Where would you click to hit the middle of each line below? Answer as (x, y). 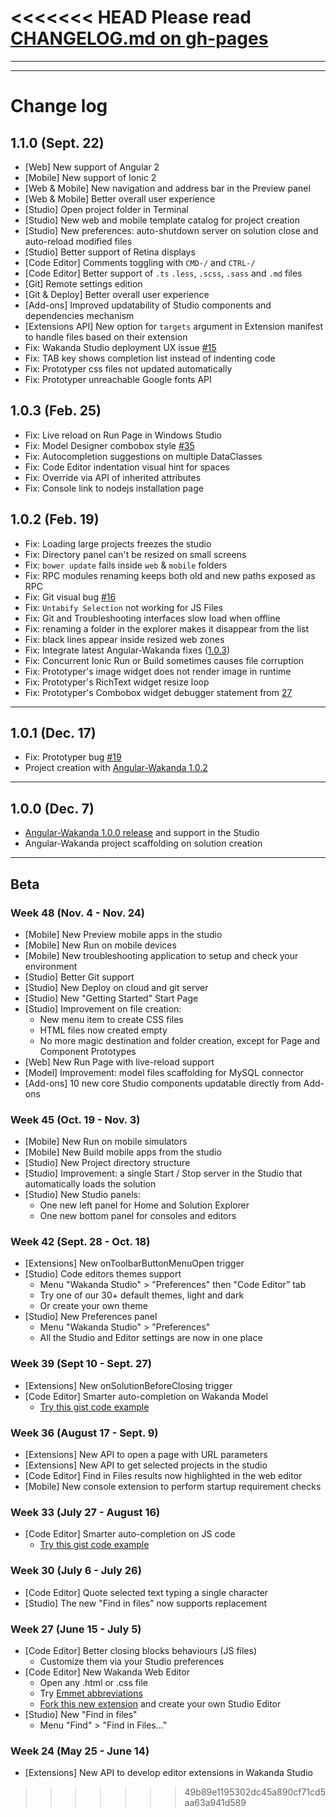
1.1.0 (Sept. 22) (57, 142)
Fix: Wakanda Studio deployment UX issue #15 (120, 347)
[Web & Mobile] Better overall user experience (120, 198)
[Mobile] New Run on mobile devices (100, 945)
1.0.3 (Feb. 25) (56, 411)
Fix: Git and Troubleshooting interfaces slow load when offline (152, 618)
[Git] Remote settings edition (83, 283)
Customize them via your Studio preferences (132, 1661)
